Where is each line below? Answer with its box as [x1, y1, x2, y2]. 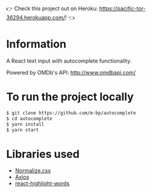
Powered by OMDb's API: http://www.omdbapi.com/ [6, 69, 136, 76]
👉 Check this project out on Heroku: [6, 5, 98, 12]
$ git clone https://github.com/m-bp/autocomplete [6, 110, 136, 116]
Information [6, 37, 66, 51]
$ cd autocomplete [6, 115, 52, 122]
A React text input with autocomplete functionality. [6, 57, 131, 65]
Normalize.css [14, 167, 51, 174]
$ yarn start [6, 127, 39, 133]
